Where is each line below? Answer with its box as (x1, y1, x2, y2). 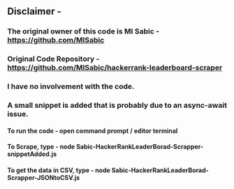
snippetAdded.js (7, 150, 57, 158)
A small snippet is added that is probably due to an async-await (7, 101, 227, 111)
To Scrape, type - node (7, 143, 75, 151)
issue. (7, 109, 29, 119)
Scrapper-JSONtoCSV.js (7, 173, 80, 181)
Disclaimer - (7, 6, 61, 17)
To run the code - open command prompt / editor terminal (7, 126, 178, 135)
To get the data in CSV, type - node (7, 166, 110, 174)
